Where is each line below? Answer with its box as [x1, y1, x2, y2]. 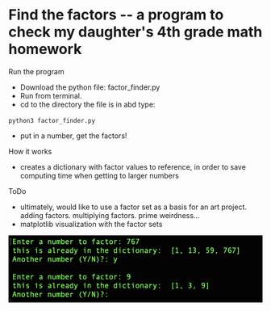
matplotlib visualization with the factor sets [19, 219, 163, 229]
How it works [8, 146, 52, 156]
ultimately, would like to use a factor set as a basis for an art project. [19, 202, 248, 212]
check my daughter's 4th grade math [8, 23, 263, 41]
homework [8, 40, 82, 58]
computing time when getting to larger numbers [19, 170, 179, 180]
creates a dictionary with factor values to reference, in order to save [19, 162, 246, 171]
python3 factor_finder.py [8, 116, 95, 124]
